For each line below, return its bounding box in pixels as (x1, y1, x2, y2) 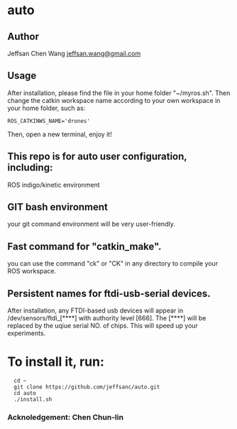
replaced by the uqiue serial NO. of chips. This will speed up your (7, 322, 199, 330)
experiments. (7, 329, 46, 337)
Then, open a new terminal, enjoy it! (7, 130, 112, 139)
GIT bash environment (7, 201, 109, 213)
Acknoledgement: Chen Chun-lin (7, 412, 124, 422)
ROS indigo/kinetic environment (7, 180, 101, 189)
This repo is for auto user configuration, (7, 151, 187, 163)
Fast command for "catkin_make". (7, 240, 162, 252)
